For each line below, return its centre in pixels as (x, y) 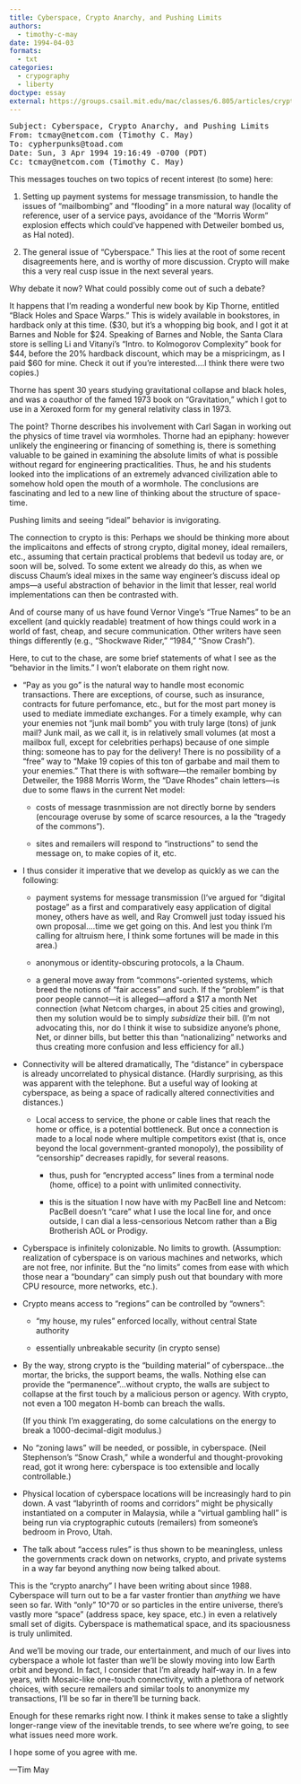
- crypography (43, 76)
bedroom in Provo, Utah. (68, 1532)
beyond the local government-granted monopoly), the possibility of (159, 1149)
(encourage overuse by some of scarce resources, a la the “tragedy (161, 817)
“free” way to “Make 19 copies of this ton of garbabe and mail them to (151, 761)
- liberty (35, 84)
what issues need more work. (64, 1735)
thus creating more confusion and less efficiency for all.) (140, 1047)
